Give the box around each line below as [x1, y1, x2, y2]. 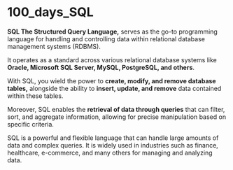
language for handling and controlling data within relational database [7, 34, 205, 43]
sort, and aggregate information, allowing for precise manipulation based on [7, 113, 226, 121]
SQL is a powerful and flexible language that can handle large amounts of [7, 134, 219, 142]
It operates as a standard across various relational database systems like [7, 55, 217, 64]
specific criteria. [7, 120, 55, 128]
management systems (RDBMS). [7, 42, 101, 50]
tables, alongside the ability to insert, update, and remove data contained [7, 84, 222, 92]
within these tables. [7, 92, 64, 100]
